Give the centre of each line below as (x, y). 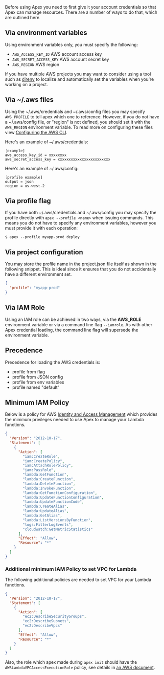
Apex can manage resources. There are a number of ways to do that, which (81, 12)
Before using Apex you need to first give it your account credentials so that (81, 7)
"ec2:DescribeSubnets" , (47, 621)
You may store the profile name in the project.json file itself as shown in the (81, 264)
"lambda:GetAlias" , (43, 516)
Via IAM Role (25, 308)
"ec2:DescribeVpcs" (43, 626)
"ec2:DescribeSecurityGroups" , (55, 617)
